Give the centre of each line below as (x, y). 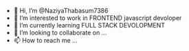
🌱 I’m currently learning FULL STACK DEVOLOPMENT (89, 25)
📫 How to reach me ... (45, 40)
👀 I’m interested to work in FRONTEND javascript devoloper (98, 18)
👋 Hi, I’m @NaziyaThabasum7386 (61, 11)
